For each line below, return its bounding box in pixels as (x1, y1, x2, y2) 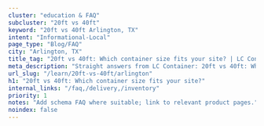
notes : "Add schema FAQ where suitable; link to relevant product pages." (8, 99, 258, 106)
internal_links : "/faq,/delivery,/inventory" (8, 84, 159, 92)
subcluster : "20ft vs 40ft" (8, 19, 101, 27)
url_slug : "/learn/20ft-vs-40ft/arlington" (8, 70, 153, 77)
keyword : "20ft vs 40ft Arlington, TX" (8, 26, 139, 34)
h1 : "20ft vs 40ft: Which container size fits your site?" (8, 77, 206, 85)
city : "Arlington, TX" (8, 48, 82, 56)
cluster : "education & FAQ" (8, 11, 101, 20)
